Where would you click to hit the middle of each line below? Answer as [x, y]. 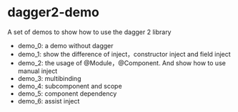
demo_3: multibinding [49, 78]
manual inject [38, 71]
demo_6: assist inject [49, 101]
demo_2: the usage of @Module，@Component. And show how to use [122, 63]
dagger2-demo [54, 12]
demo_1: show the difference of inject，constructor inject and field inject [124, 54]
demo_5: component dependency [67, 94]
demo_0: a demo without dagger [65, 45]
